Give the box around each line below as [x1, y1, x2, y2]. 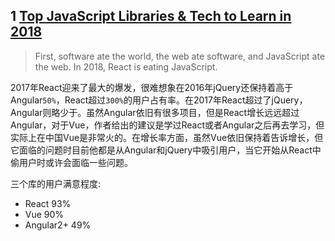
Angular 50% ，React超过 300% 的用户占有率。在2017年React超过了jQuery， [10, 94, 308, 106]
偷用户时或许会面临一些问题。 [10, 156, 133, 168]
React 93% [24, 197, 72, 209]
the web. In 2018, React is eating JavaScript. [34, 60, 218, 73]
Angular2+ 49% [24, 219, 92, 231]
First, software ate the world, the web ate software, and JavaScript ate [34, 50, 326, 62]
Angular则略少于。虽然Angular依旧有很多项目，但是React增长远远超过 [10, 106, 300, 118]
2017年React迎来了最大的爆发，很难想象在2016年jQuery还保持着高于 [10, 81, 294, 93]
